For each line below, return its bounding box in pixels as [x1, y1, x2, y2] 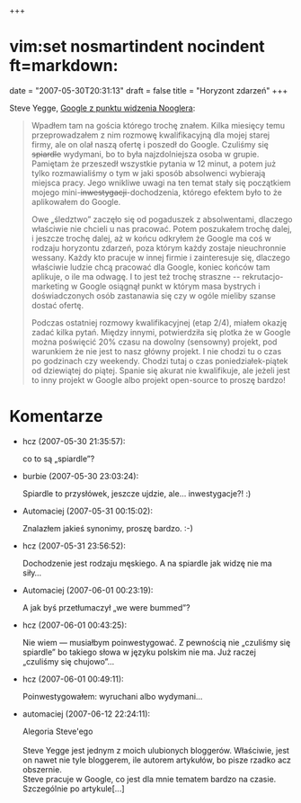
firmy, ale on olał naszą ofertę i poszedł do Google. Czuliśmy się [31, 138, 270, 149]
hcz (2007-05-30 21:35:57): [22, 435, 126, 446]
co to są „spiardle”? [22, 453, 95, 464]
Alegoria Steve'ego [22, 726, 93, 736]
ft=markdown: [9, 56, 119, 76]
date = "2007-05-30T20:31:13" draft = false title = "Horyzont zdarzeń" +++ [9, 85, 288, 95]
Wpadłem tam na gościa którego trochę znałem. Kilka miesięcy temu [31, 120, 286, 130]
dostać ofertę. [31, 299, 84, 310]
